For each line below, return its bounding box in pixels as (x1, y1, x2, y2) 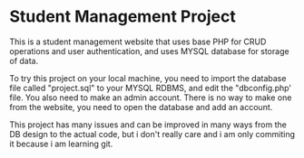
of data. (9, 55, 39, 66)
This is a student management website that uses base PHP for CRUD (9, 36, 267, 47)
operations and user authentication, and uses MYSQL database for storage (9, 45, 289, 56)
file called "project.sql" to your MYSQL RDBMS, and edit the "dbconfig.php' (9, 82, 292, 93)
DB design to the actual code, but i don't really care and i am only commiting (9, 128, 295, 139)
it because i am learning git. (9, 138, 113, 149)
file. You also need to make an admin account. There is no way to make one (9, 92, 292, 103)
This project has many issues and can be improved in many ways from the (9, 119, 288, 130)
